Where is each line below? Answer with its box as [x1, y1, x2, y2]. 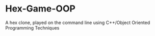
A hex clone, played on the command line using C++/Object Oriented [5, 19, 150, 25]
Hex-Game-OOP [5, 3, 75, 14]
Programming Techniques [5, 24, 60, 30]
